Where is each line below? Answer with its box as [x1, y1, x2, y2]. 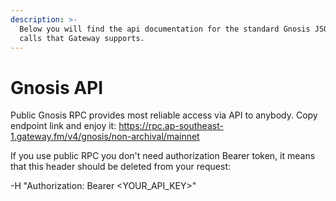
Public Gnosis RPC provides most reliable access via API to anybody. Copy [10, 109, 318, 121]
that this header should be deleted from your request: [10, 161, 232, 173]
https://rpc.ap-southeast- [118, 120, 224, 132]
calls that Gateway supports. [19, 33, 145, 43]
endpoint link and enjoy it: [10, 120, 117, 132]
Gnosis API [10, 76, 104, 99]
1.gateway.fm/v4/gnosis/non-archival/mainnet [10, 131, 200, 143]
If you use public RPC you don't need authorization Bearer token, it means [10, 150, 316, 162]
